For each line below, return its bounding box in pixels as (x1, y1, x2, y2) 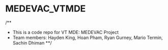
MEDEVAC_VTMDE (5, 3, 86, 14)
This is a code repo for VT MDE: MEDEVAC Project (12, 29, 119, 35)
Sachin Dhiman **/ (12, 39, 52, 45)
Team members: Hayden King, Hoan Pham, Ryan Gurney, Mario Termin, (12, 34, 163, 40)
